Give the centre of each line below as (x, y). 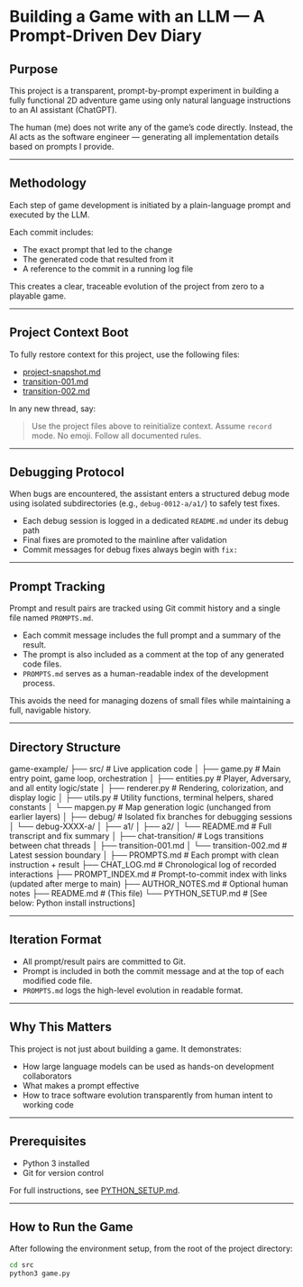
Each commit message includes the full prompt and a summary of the (151, 635)
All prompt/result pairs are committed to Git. (104, 961)
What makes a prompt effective (81, 1085)
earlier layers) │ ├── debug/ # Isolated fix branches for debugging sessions (151, 817)
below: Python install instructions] (72, 903)
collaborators (47, 1076)
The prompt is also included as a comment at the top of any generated (153, 655)
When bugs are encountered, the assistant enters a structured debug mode (150, 494)
